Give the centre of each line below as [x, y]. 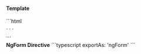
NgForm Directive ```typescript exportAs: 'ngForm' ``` [71, 45]
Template [18, 8]
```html [14, 21]
